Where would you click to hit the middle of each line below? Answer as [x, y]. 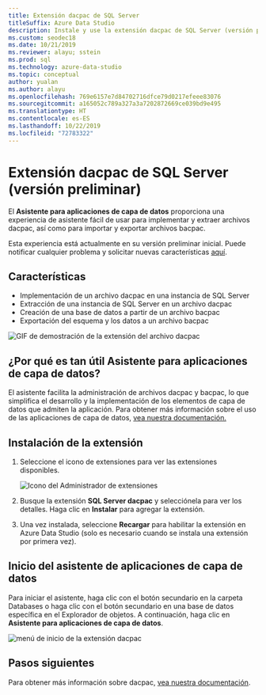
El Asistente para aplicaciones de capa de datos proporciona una [116, 211]
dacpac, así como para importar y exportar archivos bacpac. [107, 228]
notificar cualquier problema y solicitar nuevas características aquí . [118, 252]
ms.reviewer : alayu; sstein [55, 52]
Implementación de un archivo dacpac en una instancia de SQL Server [135, 296]
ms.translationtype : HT [47, 112]
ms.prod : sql [30, 60]
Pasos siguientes [51, 663]
